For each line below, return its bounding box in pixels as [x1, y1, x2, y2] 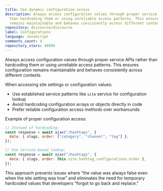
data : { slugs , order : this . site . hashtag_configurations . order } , [9, 156, 147, 161]
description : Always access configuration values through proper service [5, 12, 158, 17]
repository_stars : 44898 [5, 43, 55, 48]
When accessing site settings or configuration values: [5, 81, 113, 87]
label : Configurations [5, 30, 51, 35]
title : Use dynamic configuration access [5, 7, 90, 12]
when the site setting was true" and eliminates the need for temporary [5, 175, 145, 181]
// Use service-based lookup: [5, 148, 66, 153]
